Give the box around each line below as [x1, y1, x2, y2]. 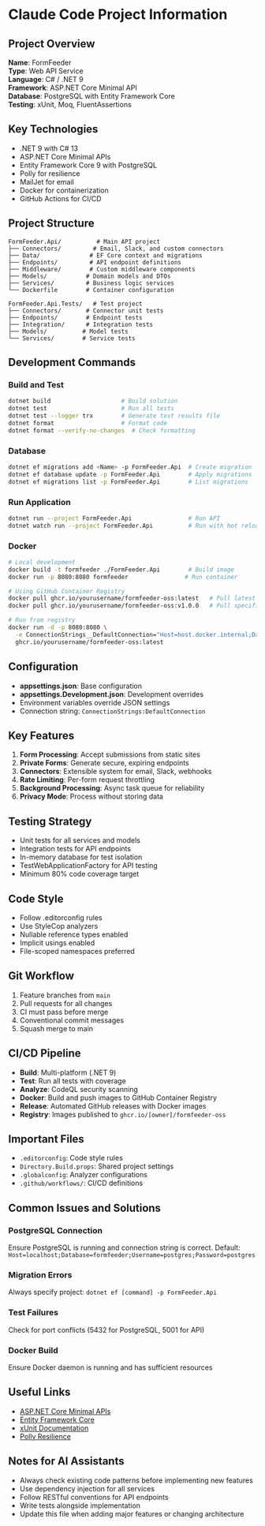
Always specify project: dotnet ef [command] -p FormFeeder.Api [8, 1288, 217, 1297]
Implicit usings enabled [19, 937, 95, 948]
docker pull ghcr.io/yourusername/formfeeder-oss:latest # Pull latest [8, 594, 256, 603]
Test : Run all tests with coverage [19, 1075, 126, 1086]
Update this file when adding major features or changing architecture [19, 1509, 244, 1518]
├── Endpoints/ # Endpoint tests [8, 313, 144, 321]
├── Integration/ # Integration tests [8, 320, 154, 328]
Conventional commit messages [19, 1015, 125, 1025]
